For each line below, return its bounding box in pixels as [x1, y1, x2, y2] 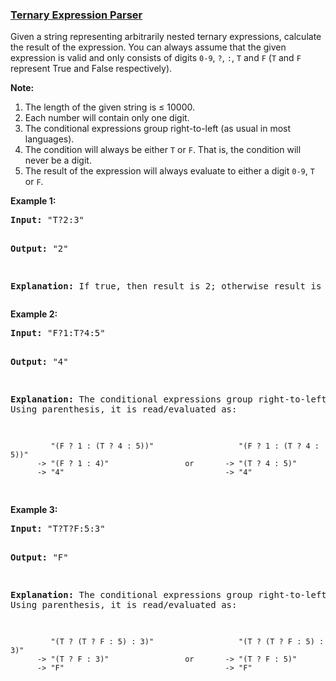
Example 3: [10, 504, 58, 516]
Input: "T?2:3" [10, 214, 85, 226]
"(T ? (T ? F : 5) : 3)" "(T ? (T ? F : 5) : [50, 637, 325, 647]
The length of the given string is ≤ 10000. [24, 101, 196, 113]
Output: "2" [10, 243, 69, 255]
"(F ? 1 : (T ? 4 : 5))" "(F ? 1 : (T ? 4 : [50, 441, 320, 452]
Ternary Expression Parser [10, 8, 143, 22]
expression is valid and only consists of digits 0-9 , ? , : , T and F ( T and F [10, 52, 302, 64]
